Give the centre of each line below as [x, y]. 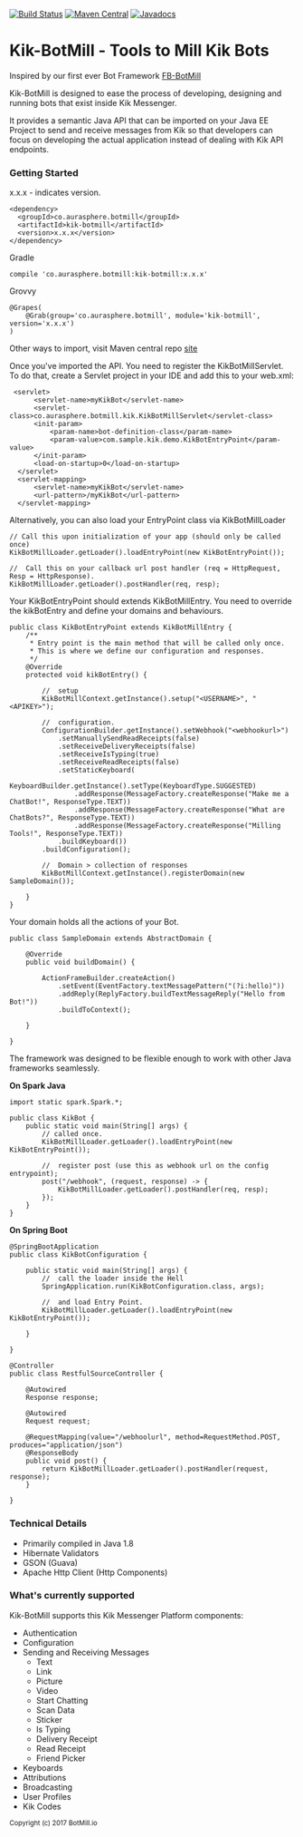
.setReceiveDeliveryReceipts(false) [127, 747]
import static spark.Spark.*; [66, 1103]
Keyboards [43, 1767]
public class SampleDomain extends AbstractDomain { [111, 938]
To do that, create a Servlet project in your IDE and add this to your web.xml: [151, 375]
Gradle [22, 258]
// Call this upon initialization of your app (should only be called [145, 537]
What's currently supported [72, 1596]
